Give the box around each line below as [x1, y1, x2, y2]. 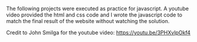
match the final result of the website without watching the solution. [6, 18, 170, 24]
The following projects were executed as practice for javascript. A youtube [6, 5, 189, 12]
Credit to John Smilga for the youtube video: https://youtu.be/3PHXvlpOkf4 [6, 29, 191, 36]
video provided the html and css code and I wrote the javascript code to [6, 11, 183, 18]
